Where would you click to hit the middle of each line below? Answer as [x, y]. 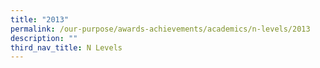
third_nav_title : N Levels [66, 47]
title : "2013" [40, 19]
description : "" [44, 38]
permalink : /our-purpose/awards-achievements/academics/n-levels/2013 [160, 29]
